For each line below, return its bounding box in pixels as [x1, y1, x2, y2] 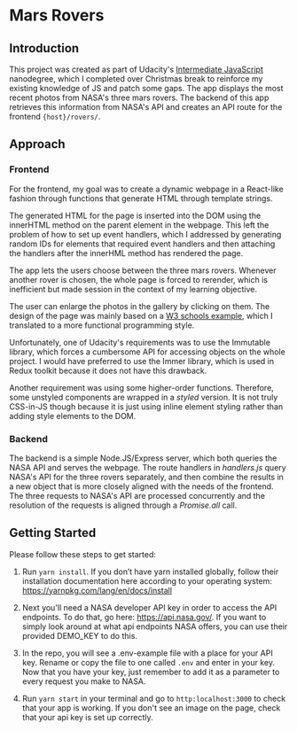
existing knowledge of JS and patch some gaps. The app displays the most [9, 83, 284, 93]
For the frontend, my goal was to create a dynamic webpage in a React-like [9, 183, 284, 194]
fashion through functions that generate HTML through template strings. [9, 192, 273, 204]
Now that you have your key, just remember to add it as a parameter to [21, 666, 280, 677]
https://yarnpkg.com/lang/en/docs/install [21, 585, 173, 595]
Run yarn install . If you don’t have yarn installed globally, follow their [21, 566, 279, 577]
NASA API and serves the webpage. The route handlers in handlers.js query [9, 462, 286, 472]
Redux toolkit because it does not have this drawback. [9, 365, 207, 376]
